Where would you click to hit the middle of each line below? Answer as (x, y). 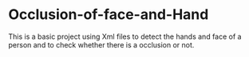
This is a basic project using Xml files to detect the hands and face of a (125, 36)
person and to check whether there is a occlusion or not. (101, 44)
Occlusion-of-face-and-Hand (109, 15)
